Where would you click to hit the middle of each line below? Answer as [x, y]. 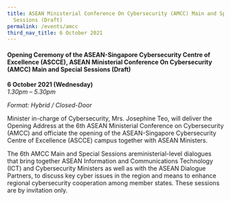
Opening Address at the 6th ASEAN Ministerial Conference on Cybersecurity [115, 126]
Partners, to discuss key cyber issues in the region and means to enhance [112, 176]
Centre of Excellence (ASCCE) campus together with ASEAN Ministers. [108, 140]
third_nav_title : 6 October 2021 [55, 33]
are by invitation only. [37, 191]
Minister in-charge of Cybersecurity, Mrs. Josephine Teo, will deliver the [110, 118]
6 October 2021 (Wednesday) [50, 85]
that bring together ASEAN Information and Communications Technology [110, 161]
